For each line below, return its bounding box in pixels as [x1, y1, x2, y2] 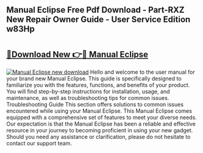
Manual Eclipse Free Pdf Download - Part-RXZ [6, 5, 185, 15]
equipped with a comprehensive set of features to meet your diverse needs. [6, 114, 197, 121]
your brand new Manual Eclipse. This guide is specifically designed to [6, 75, 182, 82]
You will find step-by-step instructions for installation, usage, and [6, 88, 170, 95]
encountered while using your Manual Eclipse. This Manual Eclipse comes [6, 107, 192, 115]
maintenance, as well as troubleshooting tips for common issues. [6, 94, 169, 101]
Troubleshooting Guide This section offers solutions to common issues [6, 101, 184, 108]
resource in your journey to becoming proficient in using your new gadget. [6, 127, 193, 133]
